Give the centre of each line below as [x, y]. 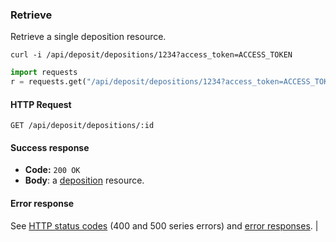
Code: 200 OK [52, 170]
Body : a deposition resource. [84, 180]
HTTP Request [41, 104]
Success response [50, 147]
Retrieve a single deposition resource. [88, 37]
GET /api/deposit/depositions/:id [82, 126]
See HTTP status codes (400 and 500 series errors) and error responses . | [164, 225]
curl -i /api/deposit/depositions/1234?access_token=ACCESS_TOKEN [151, 55]
